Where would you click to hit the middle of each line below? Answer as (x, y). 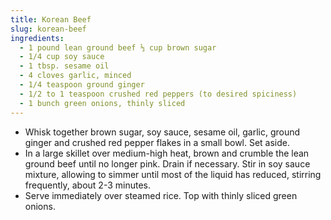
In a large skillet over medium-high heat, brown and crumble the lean (167, 153)
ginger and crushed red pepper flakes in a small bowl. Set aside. (157, 142)
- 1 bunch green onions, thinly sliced (102, 103)
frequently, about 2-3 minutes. (87, 185)
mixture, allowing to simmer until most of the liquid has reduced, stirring (173, 174)
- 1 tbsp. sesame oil (64, 66)
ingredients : (37, 38)
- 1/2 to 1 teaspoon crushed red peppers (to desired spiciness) (158, 94)
